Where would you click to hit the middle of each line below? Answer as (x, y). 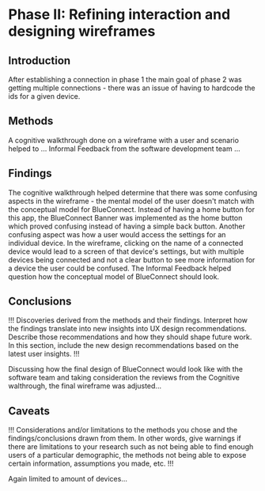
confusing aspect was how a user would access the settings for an (117, 234)
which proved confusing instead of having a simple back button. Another (127, 226)
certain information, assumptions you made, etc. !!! (91, 463)
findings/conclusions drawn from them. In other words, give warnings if (125, 438)
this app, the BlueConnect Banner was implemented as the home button (125, 217)
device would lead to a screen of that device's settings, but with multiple (126, 251)
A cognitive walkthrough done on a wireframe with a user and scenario (124, 140)
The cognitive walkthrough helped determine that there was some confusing (133, 192)
